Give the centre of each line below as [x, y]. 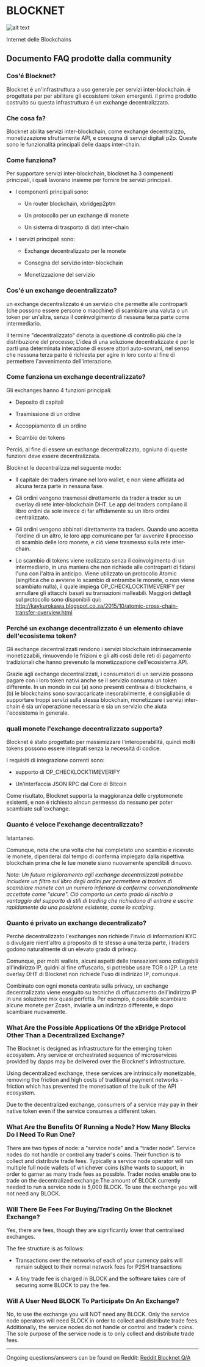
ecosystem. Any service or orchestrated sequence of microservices [92, 1055]
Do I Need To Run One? [41, 1135]
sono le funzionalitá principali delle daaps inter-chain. [74, 144]
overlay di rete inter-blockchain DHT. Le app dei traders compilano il [101, 504]
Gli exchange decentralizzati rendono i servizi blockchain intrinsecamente [99, 649]
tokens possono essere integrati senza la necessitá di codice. [84, 748]
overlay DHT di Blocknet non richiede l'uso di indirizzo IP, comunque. [93, 974]
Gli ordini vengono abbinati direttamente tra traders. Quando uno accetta [106, 529]
